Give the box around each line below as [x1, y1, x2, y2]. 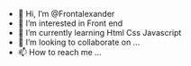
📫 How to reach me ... [17, 47, 102, 57]
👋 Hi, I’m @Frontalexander [17, 9, 115, 19]
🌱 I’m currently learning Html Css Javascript [17, 28, 182, 37]
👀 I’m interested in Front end [17, 18, 123, 29]
